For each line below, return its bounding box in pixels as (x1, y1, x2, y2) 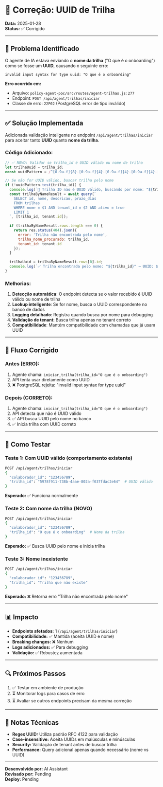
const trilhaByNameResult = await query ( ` (9, 192, 97, 197)
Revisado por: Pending (5, 771, 51, 777)
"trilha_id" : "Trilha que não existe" (9, 580, 88, 585)
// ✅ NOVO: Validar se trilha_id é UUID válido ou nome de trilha (5, 160, 143, 165)
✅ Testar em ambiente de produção (12, 685, 84, 691)
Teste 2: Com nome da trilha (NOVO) (5, 505, 93, 512)
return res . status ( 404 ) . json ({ (14, 228, 77, 233)
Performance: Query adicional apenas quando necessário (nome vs (12, 747, 149, 752)
